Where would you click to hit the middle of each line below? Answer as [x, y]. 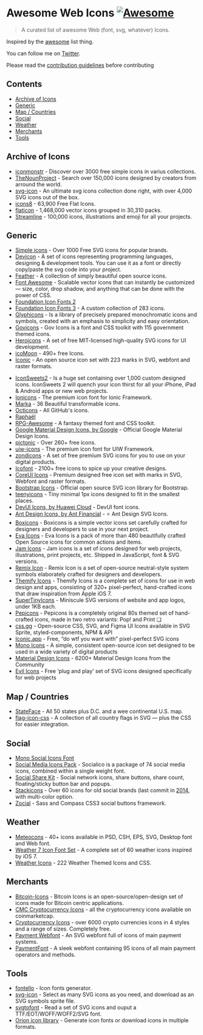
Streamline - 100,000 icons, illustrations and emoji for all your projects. [104, 216]
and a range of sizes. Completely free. [63, 929]
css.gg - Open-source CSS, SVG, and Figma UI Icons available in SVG [102, 626]
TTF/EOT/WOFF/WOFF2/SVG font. [58, 1014]
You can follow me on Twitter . [43, 53]
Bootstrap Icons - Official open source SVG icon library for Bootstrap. [102, 488]
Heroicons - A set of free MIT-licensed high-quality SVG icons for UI [101, 341]
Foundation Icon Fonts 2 [45, 302]
